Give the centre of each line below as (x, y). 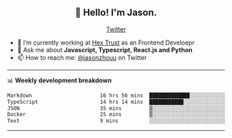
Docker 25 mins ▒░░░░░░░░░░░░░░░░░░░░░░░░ (117, 115)
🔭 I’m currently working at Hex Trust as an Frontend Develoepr (106, 43)
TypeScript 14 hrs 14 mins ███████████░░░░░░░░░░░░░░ (117, 102)
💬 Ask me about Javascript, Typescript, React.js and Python (105, 49)
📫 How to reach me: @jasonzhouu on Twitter (82, 57)
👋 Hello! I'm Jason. (116, 13)
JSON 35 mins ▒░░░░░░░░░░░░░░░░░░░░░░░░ (117, 108)
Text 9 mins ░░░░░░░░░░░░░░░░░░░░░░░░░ (117, 121)
